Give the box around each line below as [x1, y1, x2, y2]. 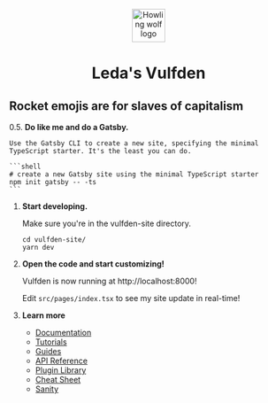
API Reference [34, 355, 88, 366]
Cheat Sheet [34, 375, 81, 384]
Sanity [34, 384, 59, 394]
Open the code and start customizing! [21, 259, 165, 269]
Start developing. [21, 201, 88, 212]
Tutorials [34, 337, 68, 347]
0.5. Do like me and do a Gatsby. [9, 122, 129, 132]
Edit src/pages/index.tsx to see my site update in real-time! [21, 293, 241, 303]
